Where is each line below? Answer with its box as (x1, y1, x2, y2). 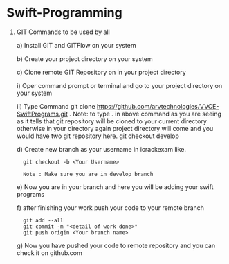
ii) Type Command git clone (16, 102, 95, 110)
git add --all (23, 217, 64, 224)
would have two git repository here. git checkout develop (16, 132, 179, 140)
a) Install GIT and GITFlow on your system (16, 41, 136, 49)
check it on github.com (16, 248, 82, 257)
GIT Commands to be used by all (16, 28, 110, 36)
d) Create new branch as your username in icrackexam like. (16, 145, 187, 153)
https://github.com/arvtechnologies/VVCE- (96, 102, 219, 110)
